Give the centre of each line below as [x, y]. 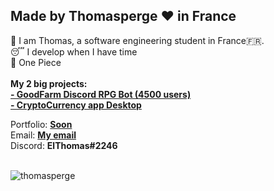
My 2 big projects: [49, 83]
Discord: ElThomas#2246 [64, 145]
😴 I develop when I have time [74, 51]
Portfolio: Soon [41, 124]
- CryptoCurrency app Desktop [76, 105]
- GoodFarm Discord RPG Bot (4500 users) [101, 94]
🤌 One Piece [36, 62]
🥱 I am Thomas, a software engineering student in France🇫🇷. [137, 40]
